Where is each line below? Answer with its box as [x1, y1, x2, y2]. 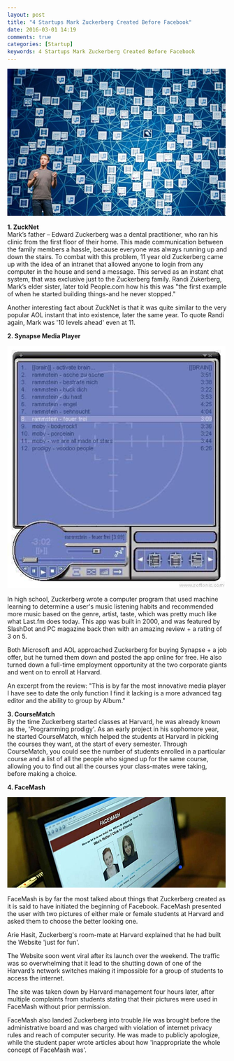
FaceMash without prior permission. [7, 1002, 111, 1011]
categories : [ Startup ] [7, 41, 73, 48]
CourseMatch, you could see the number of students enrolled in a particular [7, 747, 226, 756]
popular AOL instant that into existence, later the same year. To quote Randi [7, 310, 225, 319]
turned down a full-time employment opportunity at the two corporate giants [7, 660, 227, 669]
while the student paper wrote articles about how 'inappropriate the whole [7, 1039, 221, 1047]
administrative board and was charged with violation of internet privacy [7, 1023, 212, 1032]
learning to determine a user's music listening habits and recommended [7, 602, 214, 611]
